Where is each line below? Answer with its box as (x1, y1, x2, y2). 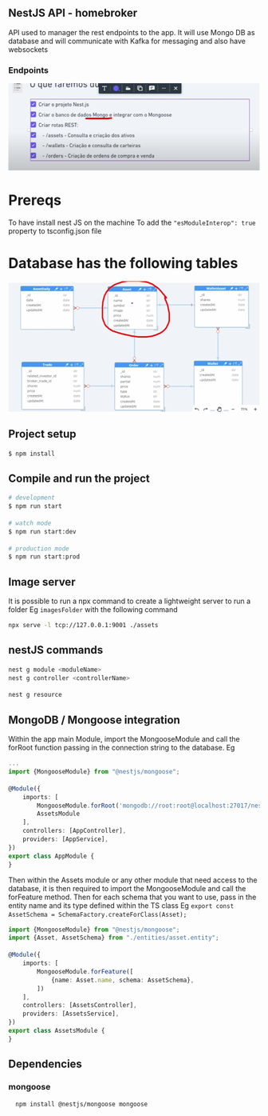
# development (8, 494, 56, 502)
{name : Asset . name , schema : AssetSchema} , (50, 976, 195, 984)
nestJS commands (8, 643, 104, 657)
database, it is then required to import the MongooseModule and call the (8, 883, 246, 893)
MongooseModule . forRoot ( (37, 802, 120, 810)
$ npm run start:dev (8, 527, 77, 535)
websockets (8, 44, 49, 54)
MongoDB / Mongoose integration (8, 713, 181, 726)
